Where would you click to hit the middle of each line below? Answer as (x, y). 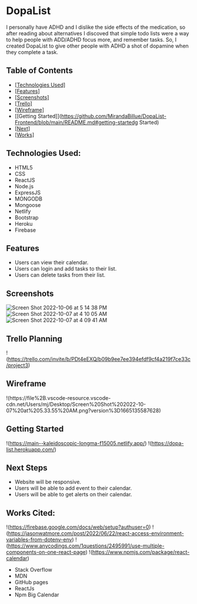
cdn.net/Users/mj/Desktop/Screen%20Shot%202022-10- (76, 404)
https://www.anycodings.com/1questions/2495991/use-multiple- (86, 546)
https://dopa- (168, 443)
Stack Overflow (34, 570)
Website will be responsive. (48, 482)
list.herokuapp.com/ (30, 449)
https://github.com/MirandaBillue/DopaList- (113, 116)
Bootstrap (26, 217)
